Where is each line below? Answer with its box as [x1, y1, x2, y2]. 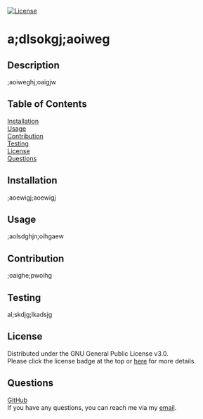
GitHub [7, 396, 28, 404]
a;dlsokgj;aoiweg [7, 32, 110, 47]
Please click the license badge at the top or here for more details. [7, 356, 197, 365]
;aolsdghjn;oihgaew [7, 232, 65, 240]
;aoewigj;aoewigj [7, 193, 56, 202]
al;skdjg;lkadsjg [7, 310, 53, 319]
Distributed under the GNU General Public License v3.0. [7, 349, 169, 358]
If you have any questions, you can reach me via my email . [7, 403, 177, 411]
